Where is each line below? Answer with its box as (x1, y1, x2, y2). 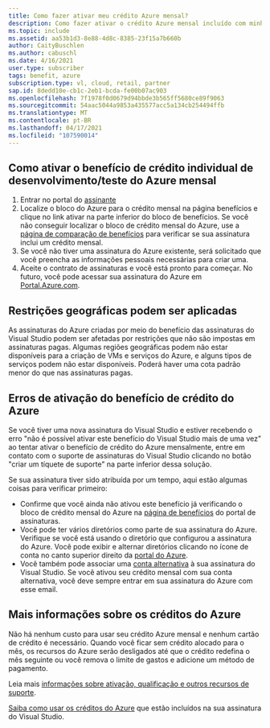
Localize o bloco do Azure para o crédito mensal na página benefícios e (19, 204, 259, 213)
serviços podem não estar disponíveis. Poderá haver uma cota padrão (8, 360, 241, 369)
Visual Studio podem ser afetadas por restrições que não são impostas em (8, 334, 256, 343)
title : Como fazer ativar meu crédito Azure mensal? (8, 11, 189, 20)
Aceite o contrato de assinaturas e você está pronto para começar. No (19, 263, 253, 274)
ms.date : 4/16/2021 (8, 57, 74, 65)
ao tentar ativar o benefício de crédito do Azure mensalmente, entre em (8, 442, 245, 452)
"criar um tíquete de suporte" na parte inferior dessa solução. (8, 459, 212, 469)
